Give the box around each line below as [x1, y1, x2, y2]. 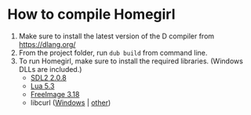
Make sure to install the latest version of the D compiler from [18, 31, 215, 41]
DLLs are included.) [18, 64, 82, 74]
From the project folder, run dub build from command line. [18, 48, 208, 57]
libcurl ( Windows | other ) [30, 98, 111, 107]
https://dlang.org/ [18, 39, 76, 49]
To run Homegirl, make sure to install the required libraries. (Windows [18, 56, 244, 66]
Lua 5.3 [30, 81, 55, 91]
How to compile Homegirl [7, 5, 176, 23]
